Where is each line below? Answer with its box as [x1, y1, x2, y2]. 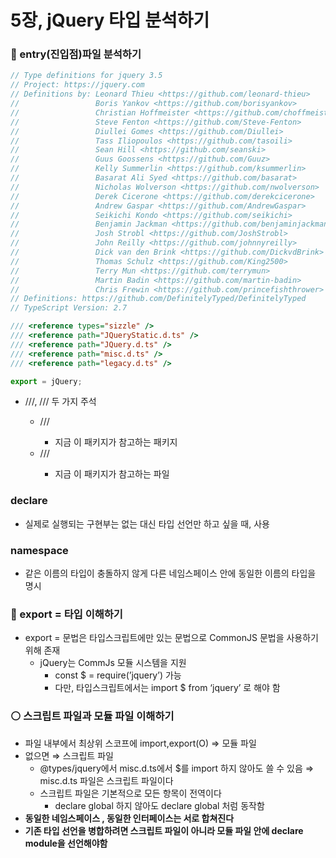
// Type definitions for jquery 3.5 [10, 71, 163, 81]
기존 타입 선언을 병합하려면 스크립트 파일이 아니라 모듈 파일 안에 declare [24, 824, 304, 836]
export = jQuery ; [10, 376, 83, 386]
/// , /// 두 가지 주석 [24, 396, 97, 408]
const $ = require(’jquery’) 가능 [54, 669, 182, 681]
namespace [10, 543, 69, 557]
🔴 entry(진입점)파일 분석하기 [10, 47, 142, 61]
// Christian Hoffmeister [10, 107, 190, 118]
